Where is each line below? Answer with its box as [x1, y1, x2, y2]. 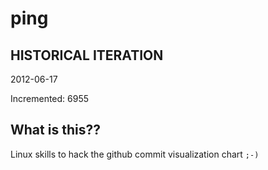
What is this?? [10, 122, 101, 139]
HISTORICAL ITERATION [10, 47, 164, 64]
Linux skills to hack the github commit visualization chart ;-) [10, 148, 260, 160]
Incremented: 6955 [10, 93, 90, 104]
